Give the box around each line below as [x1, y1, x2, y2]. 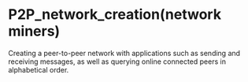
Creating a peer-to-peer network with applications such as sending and [8, 48, 241, 58]
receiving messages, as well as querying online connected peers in [8, 57, 227, 66]
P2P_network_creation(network [8, 6, 222, 24]
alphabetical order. [8, 65, 69, 74]
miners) [8, 22, 61, 40]
